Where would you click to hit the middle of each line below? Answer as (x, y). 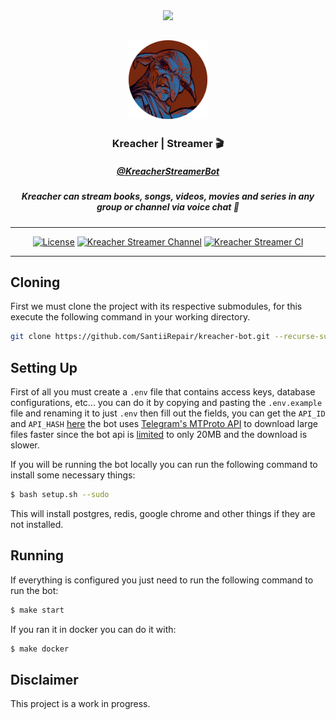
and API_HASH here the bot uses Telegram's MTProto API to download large (164, 424)
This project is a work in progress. (80, 704)
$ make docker (40, 649)
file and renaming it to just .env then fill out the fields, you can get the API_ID (168, 413)
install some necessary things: (73, 475)
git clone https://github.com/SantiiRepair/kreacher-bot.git (140, 337)
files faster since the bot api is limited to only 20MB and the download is (159, 435)
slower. (25, 445)
